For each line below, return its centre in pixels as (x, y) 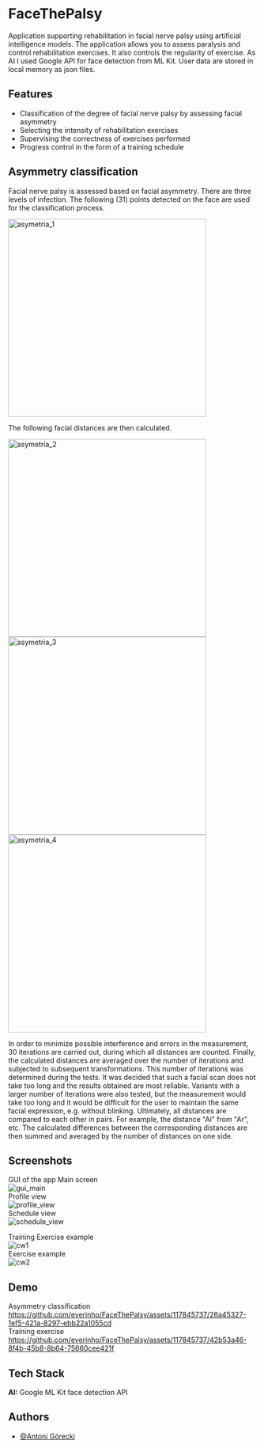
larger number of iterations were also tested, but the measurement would (127, 1094)
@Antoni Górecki (47, 1436)
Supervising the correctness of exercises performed (105, 138)
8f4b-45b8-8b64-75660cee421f (61, 1348)
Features (30, 95)
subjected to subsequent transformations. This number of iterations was (126, 1068)
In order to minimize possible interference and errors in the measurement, (128, 1043)
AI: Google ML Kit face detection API (68, 1392)
